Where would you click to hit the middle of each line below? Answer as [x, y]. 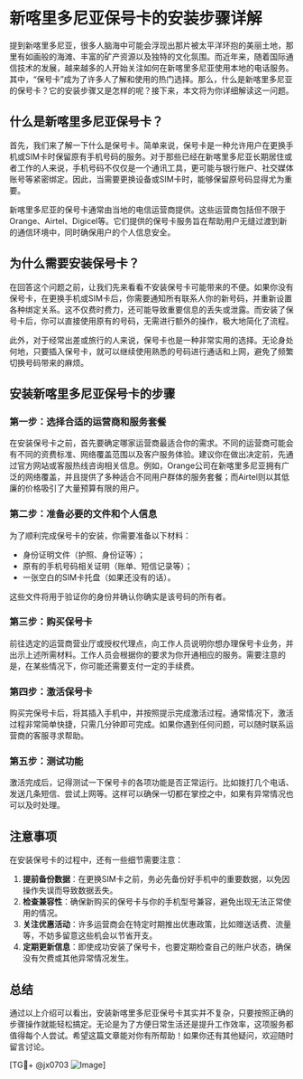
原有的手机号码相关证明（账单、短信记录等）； [107, 566]
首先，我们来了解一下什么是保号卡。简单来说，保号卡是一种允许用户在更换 [147, 145]
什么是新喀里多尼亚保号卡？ [87, 122]
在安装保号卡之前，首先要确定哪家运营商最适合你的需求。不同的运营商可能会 [151, 443]
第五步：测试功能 [46, 762]
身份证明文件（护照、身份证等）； [84, 554]
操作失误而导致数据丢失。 [70, 890]
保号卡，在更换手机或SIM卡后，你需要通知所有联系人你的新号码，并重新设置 [151, 298]
